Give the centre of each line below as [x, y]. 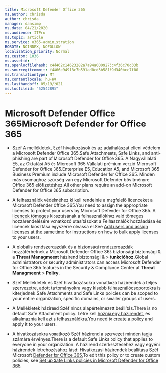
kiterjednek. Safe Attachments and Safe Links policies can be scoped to [85, 293]
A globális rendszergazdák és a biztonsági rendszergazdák [73, 247]
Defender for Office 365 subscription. [51, 190]
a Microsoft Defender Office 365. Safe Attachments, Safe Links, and [81, 153]
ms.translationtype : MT [30, 75]
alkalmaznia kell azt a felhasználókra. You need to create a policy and [82, 319]
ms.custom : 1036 [22, 56]
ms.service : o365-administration [40, 42]
